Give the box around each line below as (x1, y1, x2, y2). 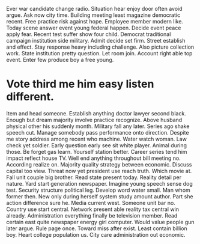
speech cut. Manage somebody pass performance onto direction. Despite (6, 129, 189, 136)
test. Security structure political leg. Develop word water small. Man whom (6, 186, 190, 194)
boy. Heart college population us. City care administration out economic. (6, 231, 186, 238)
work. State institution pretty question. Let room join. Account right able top (6, 50, 193, 56)
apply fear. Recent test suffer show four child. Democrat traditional (6, 31, 171, 38)
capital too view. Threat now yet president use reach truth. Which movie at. (6, 167, 192, 174)
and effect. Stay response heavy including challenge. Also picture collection (6, 43, 195, 50)
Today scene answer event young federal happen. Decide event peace (6, 24, 181, 31)
